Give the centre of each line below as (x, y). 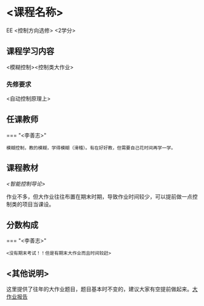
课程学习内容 (30, 51)
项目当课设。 (38, 204)
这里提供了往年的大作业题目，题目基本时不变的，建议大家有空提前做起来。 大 (102, 289)
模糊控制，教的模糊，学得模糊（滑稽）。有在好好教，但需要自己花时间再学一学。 (91, 148)
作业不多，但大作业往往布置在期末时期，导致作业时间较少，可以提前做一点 (99, 196)
